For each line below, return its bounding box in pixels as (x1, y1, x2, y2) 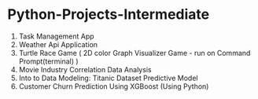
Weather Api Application (18, 39, 98, 49)
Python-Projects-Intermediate (7, 5, 210, 24)
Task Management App (18, 31, 95, 41)
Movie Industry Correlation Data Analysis (18, 64, 152, 74)
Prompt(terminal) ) (18, 57, 79, 66)
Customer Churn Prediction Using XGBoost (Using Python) (18, 81, 209, 91)
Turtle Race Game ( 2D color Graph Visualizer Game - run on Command (18, 48, 251, 57)
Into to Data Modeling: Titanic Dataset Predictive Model (18, 73, 198, 82)
